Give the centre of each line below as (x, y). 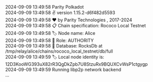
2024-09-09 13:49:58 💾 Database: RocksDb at (54, 46)
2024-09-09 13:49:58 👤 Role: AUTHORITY (49, 40)
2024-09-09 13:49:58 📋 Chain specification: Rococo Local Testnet (75, 26)
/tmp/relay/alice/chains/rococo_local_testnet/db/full (59, 51)
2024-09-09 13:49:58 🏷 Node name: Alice (50, 33)
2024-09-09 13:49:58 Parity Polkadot (45, 7)
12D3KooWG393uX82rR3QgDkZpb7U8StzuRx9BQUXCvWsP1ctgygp (76, 64)
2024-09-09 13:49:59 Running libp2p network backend (63, 70)
